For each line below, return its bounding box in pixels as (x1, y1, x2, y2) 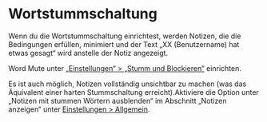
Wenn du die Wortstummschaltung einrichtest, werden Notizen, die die (8, 31, 241, 41)
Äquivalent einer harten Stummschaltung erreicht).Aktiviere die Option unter (8, 87, 260, 96)
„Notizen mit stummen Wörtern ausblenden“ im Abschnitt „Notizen (8, 96, 227, 105)
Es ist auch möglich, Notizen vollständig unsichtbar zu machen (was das (8, 79, 247, 89)
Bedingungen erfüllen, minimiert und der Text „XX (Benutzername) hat (8, 39, 240, 49)
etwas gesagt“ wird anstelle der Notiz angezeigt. (8, 48, 169, 57)
